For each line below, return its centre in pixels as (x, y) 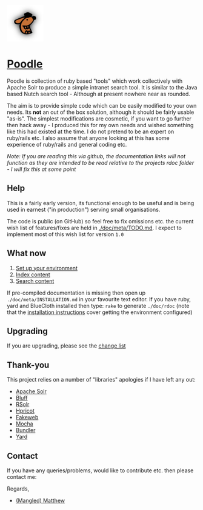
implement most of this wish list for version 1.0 (65, 234)
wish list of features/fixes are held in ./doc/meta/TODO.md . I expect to (95, 228)
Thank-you (28, 365)
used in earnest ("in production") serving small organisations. (84, 209)
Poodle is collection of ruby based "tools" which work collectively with (95, 81)
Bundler (25, 430)
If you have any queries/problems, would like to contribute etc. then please (100, 470)
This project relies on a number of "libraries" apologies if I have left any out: (101, 380)
